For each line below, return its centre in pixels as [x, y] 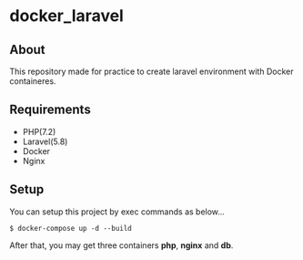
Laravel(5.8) [45, 141]
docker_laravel [67, 16]
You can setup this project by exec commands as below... [117, 212]
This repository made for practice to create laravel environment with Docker [151, 71]
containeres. [33, 81]
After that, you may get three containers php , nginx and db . [121, 245]
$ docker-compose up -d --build [71, 228]
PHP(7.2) [39, 131]
